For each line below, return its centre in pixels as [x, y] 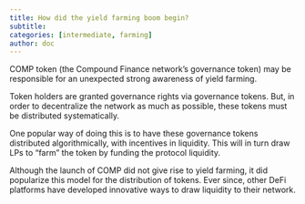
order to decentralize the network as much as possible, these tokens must [148, 107]
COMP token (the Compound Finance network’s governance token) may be [150, 69]
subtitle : [28, 26]
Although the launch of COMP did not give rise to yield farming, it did [139, 170]
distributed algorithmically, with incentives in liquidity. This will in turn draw [150, 143]
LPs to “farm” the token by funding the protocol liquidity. [115, 153]
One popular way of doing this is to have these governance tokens [134, 134]
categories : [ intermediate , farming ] [81, 35]
